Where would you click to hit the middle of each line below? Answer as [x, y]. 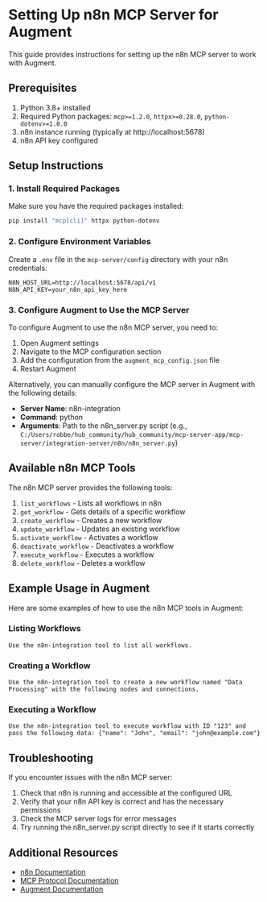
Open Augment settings [59, 343]
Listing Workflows [45, 629]
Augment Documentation [62, 889]
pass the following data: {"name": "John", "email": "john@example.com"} [135, 734]
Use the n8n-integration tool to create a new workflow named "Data [125, 683]
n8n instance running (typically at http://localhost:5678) [112, 131]
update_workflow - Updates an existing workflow [100, 529]
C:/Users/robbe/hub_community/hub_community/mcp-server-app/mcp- [131, 434]
